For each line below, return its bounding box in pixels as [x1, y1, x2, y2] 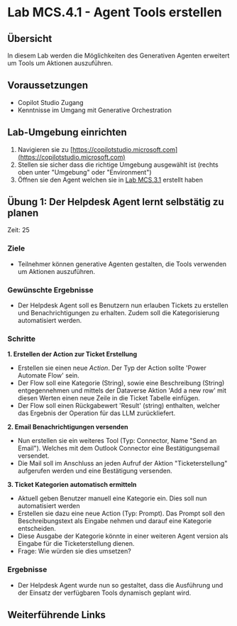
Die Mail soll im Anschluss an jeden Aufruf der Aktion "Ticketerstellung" [17, 459, 228, 468]
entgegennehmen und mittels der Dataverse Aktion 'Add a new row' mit [17, 386, 227, 395]
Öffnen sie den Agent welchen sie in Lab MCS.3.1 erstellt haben [17, 175, 204, 184]
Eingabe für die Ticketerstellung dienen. [17, 539, 135, 548]
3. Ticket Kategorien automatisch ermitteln [7, 481, 137, 489]
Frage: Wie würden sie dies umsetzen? [17, 547, 131, 556]
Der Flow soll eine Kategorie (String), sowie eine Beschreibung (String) [17, 379, 225, 388]
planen [7, 207, 39, 219]
